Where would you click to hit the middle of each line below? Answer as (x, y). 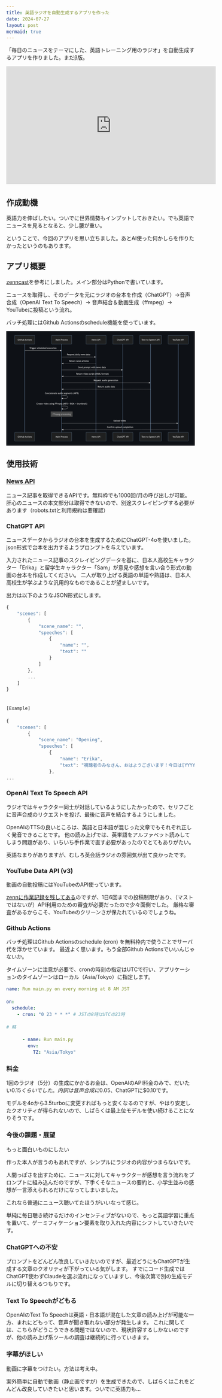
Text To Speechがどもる (41, 1300)
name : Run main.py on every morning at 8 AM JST (68, 989)
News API (21, 481)
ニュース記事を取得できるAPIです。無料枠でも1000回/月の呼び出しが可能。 (98, 495)
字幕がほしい (25, 1354)
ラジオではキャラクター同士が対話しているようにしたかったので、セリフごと (100, 807)
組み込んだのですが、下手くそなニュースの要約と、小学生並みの (111, 1182)
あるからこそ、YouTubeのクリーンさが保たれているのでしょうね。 (98, 912)
